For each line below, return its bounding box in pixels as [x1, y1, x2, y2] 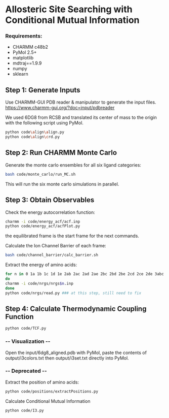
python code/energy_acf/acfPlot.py [5, 223, 80, 229]
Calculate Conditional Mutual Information [5, 398, 91, 404]
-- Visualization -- [5, 338, 51, 345]
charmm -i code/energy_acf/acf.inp [5, 219, 80, 224]
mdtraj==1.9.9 [12, 60, 42, 67]
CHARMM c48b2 [12, 44, 49, 50]
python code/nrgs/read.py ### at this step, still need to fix [5, 291, 142, 296]
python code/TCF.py [5, 326, 47, 331]
